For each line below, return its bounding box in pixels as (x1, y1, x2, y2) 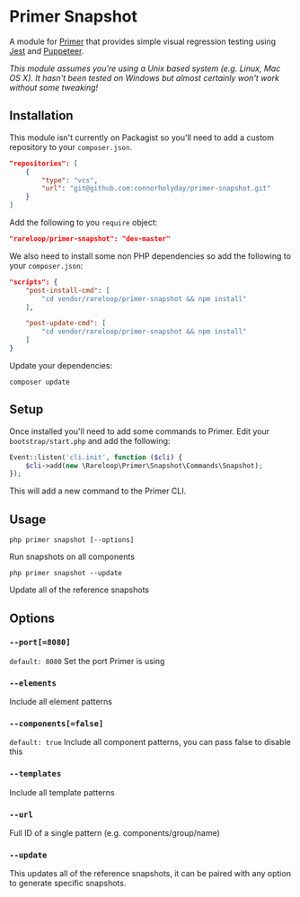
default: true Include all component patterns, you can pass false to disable (9, 737, 292, 748)
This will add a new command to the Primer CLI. (9, 485, 187, 496)
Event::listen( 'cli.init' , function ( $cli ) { (9, 452, 182, 462)
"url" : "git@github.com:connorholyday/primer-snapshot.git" (41, 184, 271, 193)
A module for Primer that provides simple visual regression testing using (9, 36, 277, 47)
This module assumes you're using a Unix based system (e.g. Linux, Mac (9, 63, 281, 74)
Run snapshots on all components (9, 551, 135, 563)
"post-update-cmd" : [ (25, 319, 106, 328)
